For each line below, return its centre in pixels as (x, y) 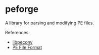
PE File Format (27, 47)
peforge (22, 9)
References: (17, 32)
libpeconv (23, 42)
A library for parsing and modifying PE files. (49, 23)
